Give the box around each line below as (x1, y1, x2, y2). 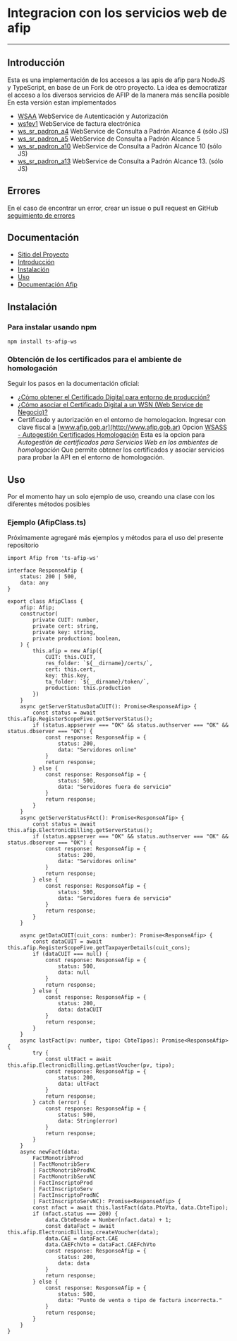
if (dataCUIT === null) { (32, 951, 109, 958)
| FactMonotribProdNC (32, 1167, 97, 1174)
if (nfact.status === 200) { (32, 1210, 119, 1217)
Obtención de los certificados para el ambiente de (7, 354, 182, 364)
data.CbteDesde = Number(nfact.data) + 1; (44, 1217, 172, 1224)
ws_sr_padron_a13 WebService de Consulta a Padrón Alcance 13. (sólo (17, 157, 224, 165)
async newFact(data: (20, 1149, 80, 1156)
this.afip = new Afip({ (32, 648, 102, 655)
